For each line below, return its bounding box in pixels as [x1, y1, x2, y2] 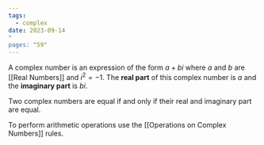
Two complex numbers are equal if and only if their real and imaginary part [8, 96, 252, 105]
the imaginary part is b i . [8, 81, 88, 90]
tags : [8, 11, 26, 20]
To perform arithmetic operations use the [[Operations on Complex [8, 120, 227, 129]
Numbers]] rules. [8, 128, 64, 138]
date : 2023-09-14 [8, 26, 66, 34]
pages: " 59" [8, 41, 48, 49]
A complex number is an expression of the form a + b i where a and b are [8, 63, 246, 72]
